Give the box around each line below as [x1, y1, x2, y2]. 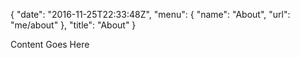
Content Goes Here [10, 39, 90, 50]
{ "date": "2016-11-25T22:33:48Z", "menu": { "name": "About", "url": [10, 9, 291, 20]
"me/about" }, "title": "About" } [10, 19, 137, 31]
